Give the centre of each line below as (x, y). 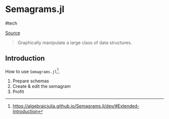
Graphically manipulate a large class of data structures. (75, 42)
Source (13, 33)
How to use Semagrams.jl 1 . (33, 71)
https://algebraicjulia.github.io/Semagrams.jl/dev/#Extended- (76, 106)
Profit (18, 92)
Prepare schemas (31, 81)
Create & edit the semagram (41, 86)
